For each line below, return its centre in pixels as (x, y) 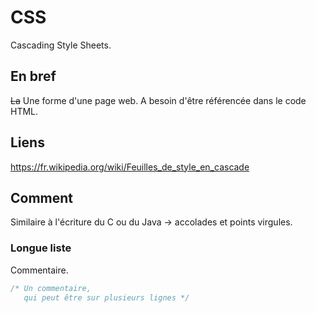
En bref (33, 76)
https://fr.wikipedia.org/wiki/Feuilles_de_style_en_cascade (130, 167)
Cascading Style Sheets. (61, 45)
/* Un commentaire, (51, 288)
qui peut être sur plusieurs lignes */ (106, 297)
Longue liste (41, 248)
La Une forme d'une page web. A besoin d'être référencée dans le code (158, 100)
